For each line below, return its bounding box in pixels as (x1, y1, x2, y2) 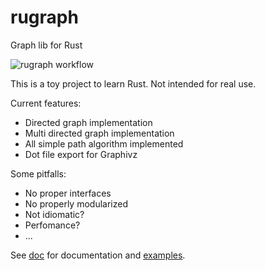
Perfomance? (24, 219, 81, 231)
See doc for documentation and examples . (10, 249, 186, 261)
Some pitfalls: (10, 167, 67, 180)
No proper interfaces (24, 187, 112, 199)
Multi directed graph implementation (24, 127, 175, 139)
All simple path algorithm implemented (24, 137, 184, 150)
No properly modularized (24, 197, 128, 210)
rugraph (10, 6, 79, 29)
